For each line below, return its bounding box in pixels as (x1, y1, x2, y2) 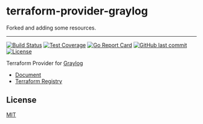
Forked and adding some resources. (6, 24, 97, 31)
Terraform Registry (14, 77, 62, 85)
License (6, 95, 37, 105)
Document (14, 71, 41, 78)
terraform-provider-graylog (6, 4, 148, 18)
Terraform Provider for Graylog (6, 59, 83, 67)
